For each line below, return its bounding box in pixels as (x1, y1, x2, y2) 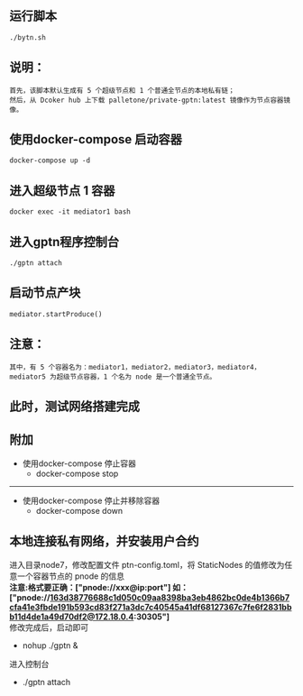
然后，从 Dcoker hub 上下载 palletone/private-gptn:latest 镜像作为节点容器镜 (9, 96, 291, 105)
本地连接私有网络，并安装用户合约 (9, 534, 199, 549)
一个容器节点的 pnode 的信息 (16, 571, 124, 582)
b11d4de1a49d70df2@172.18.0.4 (9, 611, 134, 622)
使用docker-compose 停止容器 (22, 458, 137, 469)
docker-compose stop (35, 468, 119, 479)
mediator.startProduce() (9, 309, 103, 318)
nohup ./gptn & (22, 639, 78, 651)
